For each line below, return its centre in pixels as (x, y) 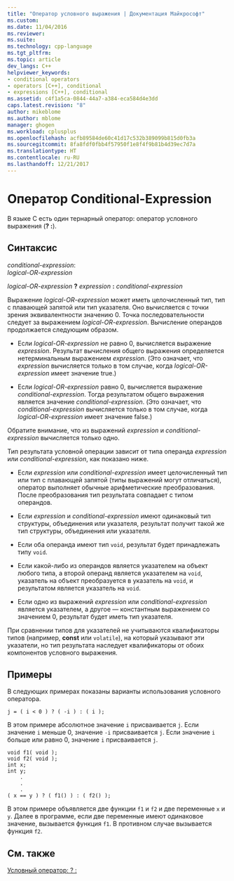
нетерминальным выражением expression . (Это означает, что (110, 358)
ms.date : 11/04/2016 (37, 27)
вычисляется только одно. (80, 437)
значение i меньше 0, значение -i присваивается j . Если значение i (111, 733)
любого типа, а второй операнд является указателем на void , (110, 573)
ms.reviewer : (26, 33)
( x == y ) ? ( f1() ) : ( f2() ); (59, 796)
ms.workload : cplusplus (42, 131)
